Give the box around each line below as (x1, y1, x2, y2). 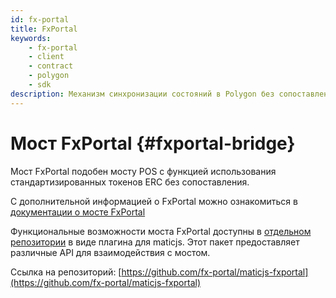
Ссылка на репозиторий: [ (10, 266, 122, 278)
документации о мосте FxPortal (10, 206, 146, 218)
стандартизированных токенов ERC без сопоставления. (10, 176, 250, 188)
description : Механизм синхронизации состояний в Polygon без (10, 89, 275, 99)
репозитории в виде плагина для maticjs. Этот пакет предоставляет (10, 236, 300, 248)
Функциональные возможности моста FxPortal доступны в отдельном (10, 225, 312, 237)
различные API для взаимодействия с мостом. (10, 246, 211, 258)
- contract (28, 61, 74, 71)
